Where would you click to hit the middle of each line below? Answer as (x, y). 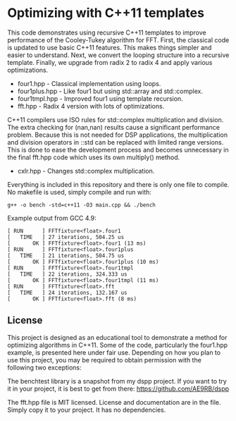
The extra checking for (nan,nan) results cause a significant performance (114, 127)
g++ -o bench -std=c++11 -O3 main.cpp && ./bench (82, 205)
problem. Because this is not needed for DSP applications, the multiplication (117, 135)
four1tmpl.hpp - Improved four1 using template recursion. (100, 98)
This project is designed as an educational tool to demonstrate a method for (117, 337)
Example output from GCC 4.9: (52, 218)
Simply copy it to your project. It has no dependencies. (87, 410)
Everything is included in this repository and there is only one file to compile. (118, 184)
